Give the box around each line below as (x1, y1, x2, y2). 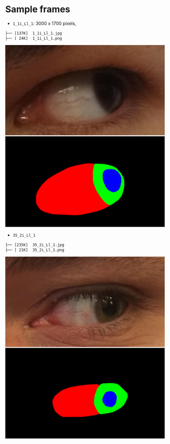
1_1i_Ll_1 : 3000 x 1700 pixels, (12, 20, 77, 26)
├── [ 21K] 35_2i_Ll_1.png (5, 247, 65, 252)
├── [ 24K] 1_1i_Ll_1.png (5, 35, 62, 41)
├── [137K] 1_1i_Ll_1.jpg (5, 30, 62, 36)
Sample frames (5, 4, 71, 15)
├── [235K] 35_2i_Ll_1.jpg (5, 242, 65, 247)
